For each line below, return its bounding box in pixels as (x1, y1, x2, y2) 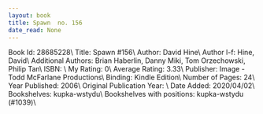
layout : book (8, 11, 51, 20)
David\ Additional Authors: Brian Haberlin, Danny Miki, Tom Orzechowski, (8, 56, 246, 65)
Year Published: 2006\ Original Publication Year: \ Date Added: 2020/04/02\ (8, 81, 255, 90)
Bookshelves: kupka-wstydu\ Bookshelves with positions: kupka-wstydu (8, 90, 244, 99)
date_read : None (8, 26, 61, 34)
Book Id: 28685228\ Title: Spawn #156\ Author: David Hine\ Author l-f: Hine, (8, 48, 254, 57)
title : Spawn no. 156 (8, 19, 83, 27)
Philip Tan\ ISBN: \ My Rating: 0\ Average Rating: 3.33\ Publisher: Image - (8, 64, 246, 74)
